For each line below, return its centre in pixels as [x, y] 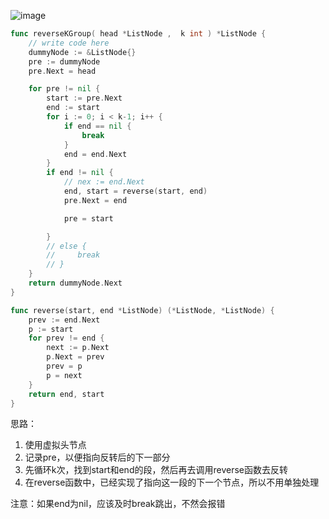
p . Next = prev [75, 357]
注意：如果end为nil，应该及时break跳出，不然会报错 [118, 504]
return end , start [66, 394]
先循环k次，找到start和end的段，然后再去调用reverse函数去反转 [156, 470]
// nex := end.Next [104, 182]
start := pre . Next [84, 98]
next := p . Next [78, 348]
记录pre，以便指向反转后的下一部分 [97, 457]
